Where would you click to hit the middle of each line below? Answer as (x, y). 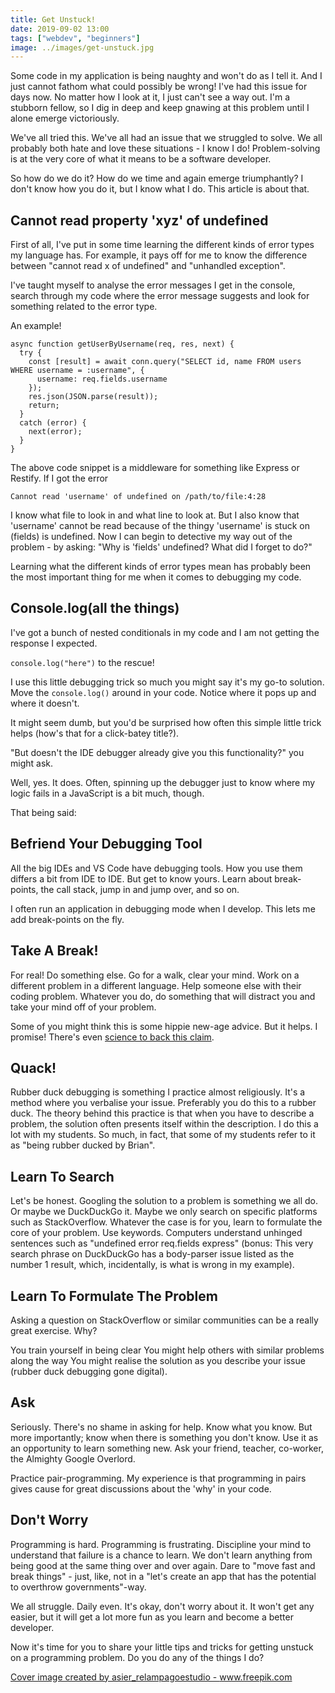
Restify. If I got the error (59, 478)
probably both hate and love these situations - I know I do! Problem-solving (165, 148)
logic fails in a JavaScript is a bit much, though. (107, 793)
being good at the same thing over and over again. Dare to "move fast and (163, 1565)
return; (44, 406)
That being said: (43, 812)
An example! (36, 326)
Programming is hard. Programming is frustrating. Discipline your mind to (161, 1544)
